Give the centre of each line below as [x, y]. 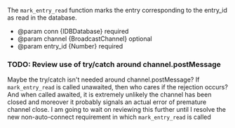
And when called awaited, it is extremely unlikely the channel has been [109, 95]
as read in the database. [42, 18]
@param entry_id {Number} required [70, 46]
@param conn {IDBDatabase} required [73, 31]
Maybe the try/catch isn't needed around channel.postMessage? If [103, 79]
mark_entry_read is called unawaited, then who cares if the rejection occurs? [117, 87]
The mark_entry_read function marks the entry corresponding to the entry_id [117, 10]
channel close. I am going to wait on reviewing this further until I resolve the [117, 110]
